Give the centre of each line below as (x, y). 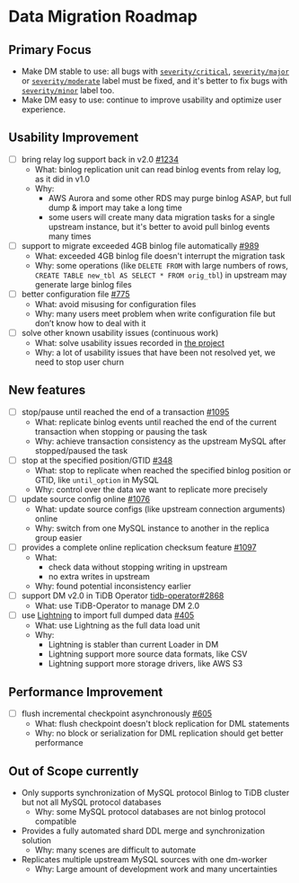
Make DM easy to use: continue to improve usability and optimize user (151, 100)
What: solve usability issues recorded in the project (130, 343)
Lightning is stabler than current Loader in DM (133, 645)
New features (47, 390)
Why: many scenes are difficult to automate (115, 850)
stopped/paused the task (81, 450)
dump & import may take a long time (115, 208)
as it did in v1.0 (62, 179)
